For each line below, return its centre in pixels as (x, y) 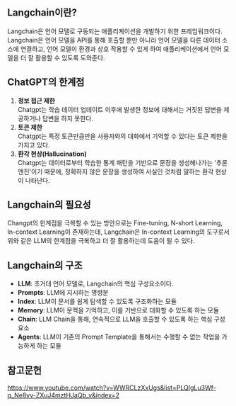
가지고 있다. (34, 145)
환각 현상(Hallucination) (52, 154)
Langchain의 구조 (45, 265)
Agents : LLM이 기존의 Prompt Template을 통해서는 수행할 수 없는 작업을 (119, 337)
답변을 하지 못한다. (68, 118)
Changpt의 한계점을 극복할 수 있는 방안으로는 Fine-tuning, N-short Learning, (115, 223)
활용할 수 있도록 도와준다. (70, 57)
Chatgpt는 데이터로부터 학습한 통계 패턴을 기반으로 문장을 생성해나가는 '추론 (123, 162)
